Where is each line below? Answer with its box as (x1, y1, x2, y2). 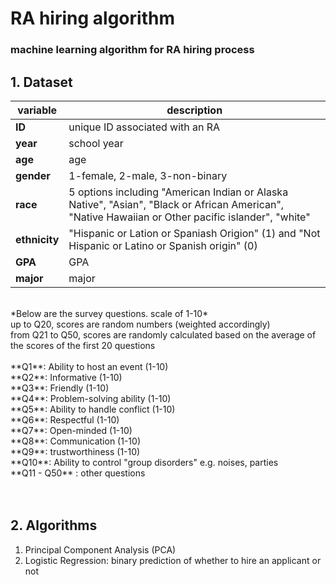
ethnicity (15, 232, 60, 246)
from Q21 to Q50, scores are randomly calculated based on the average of (10, 328, 317, 341)
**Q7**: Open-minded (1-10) (10, 424, 133, 436)
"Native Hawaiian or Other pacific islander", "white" (68, 210, 311, 224)
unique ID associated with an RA (68, 120, 221, 134)
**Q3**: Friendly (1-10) (10, 382, 110, 394)
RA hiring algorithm (10, 7, 175, 30)
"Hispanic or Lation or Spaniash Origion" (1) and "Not (68, 226, 321, 240)
